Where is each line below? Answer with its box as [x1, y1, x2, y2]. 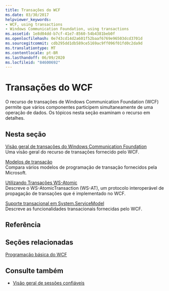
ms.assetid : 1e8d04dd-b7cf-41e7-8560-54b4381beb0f [5, 31, 115, 36]
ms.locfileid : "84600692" [5, 60, 60, 65]
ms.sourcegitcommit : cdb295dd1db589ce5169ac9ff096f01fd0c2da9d [5, 41, 143, 46]
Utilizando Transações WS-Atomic [5, 180, 78, 186]
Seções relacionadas [5, 238, 74, 247]
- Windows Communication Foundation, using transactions [5, 27, 129, 32]
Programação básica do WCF [5, 252, 67, 258]
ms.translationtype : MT [5, 46, 56, 51]
